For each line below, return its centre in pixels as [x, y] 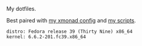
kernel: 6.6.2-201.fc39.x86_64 [46, 37]
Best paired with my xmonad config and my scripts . [71, 20]
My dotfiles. [21, 9]
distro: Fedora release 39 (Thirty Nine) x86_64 [69, 31]
